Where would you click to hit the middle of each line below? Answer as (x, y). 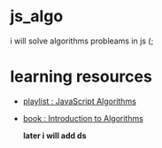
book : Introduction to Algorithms (83, 118)
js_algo (37, 16)
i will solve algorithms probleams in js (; (82, 41)
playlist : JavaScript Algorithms (79, 101)
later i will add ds (54, 136)
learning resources (81, 77)
